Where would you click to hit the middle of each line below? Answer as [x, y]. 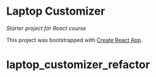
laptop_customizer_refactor [78, 65]
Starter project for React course [46, 28]
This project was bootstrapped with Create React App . [75, 40]
